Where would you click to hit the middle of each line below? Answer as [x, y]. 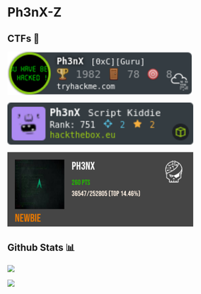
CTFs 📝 [24, 39]
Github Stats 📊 [41, 248]
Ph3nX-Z [35, 12]
